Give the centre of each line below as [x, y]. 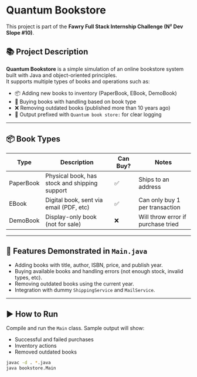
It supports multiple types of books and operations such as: [78, 81]
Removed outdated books [46, 352]
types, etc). [28, 278]
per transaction [159, 207]
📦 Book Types [33, 139]
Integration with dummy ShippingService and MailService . [85, 290]
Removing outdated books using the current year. [74, 284]
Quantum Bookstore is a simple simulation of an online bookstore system [95, 69]
